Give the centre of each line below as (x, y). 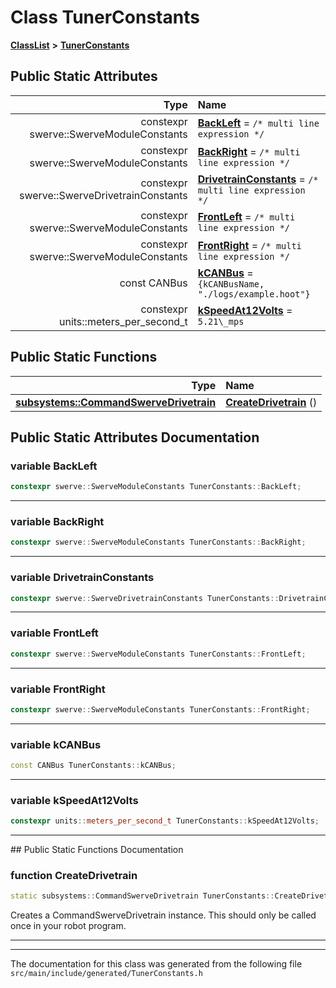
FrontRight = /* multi (249, 245)
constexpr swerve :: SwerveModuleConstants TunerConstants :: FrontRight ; (160, 709)
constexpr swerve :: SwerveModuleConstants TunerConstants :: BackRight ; (158, 542)
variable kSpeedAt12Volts (74, 800)
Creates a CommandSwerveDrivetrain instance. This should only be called (163, 915)
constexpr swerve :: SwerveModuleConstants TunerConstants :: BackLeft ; (156, 487)
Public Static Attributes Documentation (135, 437)
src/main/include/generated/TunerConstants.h (106, 974)
